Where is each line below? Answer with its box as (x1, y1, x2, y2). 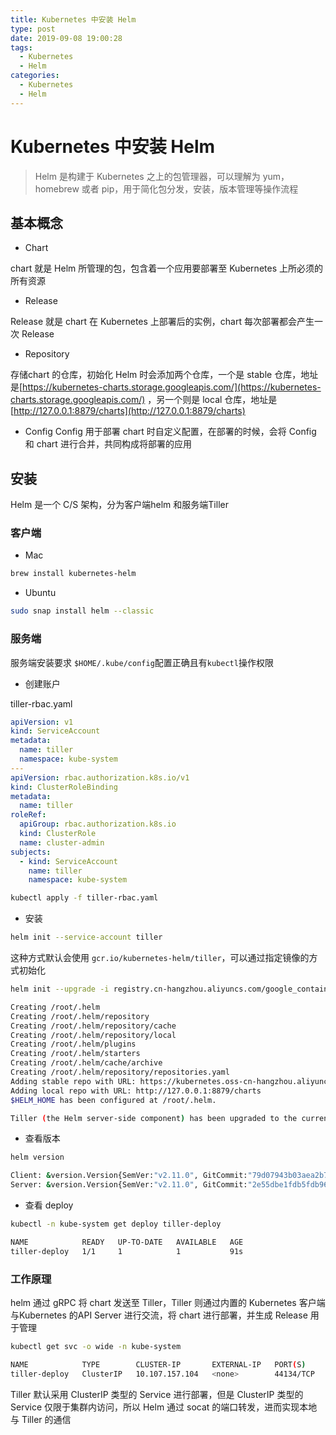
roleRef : (10, 810, 47, 820)
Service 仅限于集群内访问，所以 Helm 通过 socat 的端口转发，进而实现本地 (10, 1401, 318, 1413)
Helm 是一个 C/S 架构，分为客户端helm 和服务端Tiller (10, 499, 229, 511)
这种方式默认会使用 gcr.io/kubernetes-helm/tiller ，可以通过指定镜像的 (10, 952, 310, 964)
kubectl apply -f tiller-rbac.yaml (10, 893, 159, 903)
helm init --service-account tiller (10, 932, 163, 943)
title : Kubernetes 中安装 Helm (10, 14, 137, 25)
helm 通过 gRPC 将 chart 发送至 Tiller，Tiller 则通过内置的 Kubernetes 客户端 (10, 1296, 326, 1308)
